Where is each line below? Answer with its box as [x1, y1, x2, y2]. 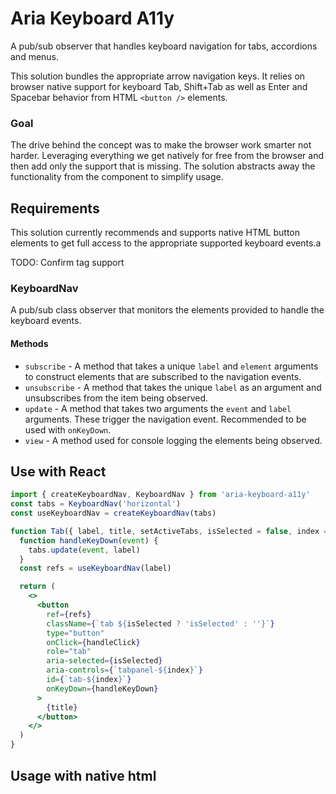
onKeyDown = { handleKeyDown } [46, 683, 159, 694]
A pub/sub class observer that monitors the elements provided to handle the [10, 304, 325, 316]
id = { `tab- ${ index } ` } [46, 675, 132, 685]
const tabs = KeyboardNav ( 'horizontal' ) [10, 499, 182, 509]
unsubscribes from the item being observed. [24, 392, 209, 404]
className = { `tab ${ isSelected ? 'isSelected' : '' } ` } [46, 618, 275, 629]
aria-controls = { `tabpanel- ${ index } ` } [46, 665, 203, 676]
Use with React [10, 463, 107, 480]
